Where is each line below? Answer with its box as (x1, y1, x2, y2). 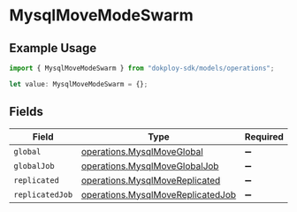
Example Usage (9, 41, 97, 56)
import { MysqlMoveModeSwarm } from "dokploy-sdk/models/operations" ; (9, 64, 275, 72)
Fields (9, 104, 44, 119)
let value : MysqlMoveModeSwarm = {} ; (9, 79, 148, 88)
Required (244, 130, 285, 142)
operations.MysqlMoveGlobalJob (80, 160, 219, 172)
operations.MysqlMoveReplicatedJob (80, 188, 237, 201)
